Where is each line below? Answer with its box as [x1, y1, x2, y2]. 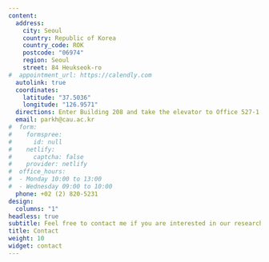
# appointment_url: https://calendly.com [8, 71, 152, 79]
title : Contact [8, 227, 59, 236]
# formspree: [8, 130, 62, 138]
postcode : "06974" [22, 49, 84, 57]
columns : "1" [15, 204, 59, 212]
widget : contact [8, 242, 62, 250]
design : [8, 197, 34, 205]
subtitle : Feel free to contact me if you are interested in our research [8, 220, 263, 228]
